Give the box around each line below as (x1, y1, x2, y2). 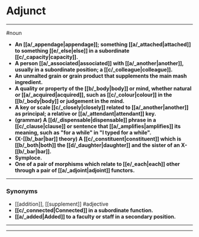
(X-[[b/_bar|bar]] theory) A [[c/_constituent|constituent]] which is (14, 135, 182, 142)
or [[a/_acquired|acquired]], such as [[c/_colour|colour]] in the (14, 91, 172, 98)
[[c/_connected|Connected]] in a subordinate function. (14, 207, 153, 214)
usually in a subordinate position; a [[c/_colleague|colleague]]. (14, 66, 173, 73)
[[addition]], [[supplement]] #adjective (14, 200, 108, 208)
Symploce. (14, 154, 43, 161)
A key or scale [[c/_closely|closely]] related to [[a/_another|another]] (14, 104, 189, 111)
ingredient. (14, 78, 43, 85)
